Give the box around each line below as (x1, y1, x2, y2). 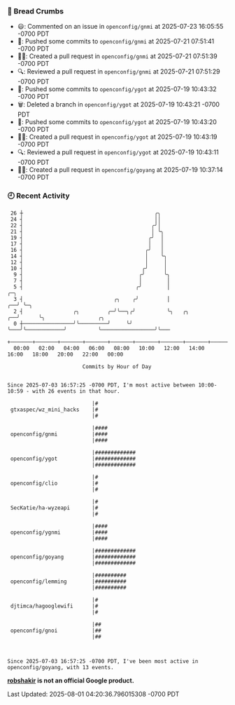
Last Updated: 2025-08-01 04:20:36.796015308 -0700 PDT (7, 690, 180, 698)
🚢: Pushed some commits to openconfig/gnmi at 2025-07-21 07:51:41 (17, 37, 215, 46)
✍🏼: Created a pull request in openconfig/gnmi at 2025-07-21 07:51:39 (17, 52, 218, 60)
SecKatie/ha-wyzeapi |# (10, 504, 99, 511)
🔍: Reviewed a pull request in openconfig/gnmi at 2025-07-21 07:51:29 (17, 67, 220, 76)
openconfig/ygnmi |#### (10, 529, 108, 536)
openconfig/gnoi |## (10, 627, 101, 634)
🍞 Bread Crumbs (7, 6, 64, 16)
